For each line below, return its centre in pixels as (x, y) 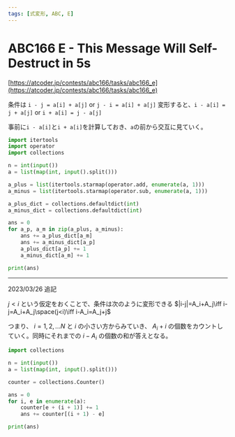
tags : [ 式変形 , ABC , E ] (41, 14)
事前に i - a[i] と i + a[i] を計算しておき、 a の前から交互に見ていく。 (107, 127)
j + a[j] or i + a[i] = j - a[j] (55, 112)
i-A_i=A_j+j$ (93, 311)
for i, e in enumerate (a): (47, 401)
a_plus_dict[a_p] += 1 (53, 249)
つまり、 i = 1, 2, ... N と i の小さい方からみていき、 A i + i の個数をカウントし (116, 327)
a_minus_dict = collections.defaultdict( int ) (75, 210)
